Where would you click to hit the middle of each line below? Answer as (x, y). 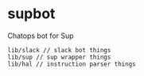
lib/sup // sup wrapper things (59, 57)
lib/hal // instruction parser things (72, 64)
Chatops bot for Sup (41, 36)
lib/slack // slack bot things (59, 50)
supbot (31, 14)
